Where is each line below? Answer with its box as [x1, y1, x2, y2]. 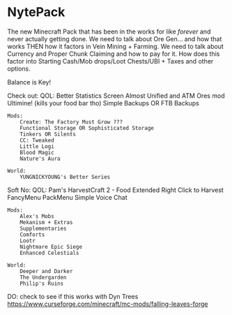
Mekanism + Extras [20, 219, 73, 226]
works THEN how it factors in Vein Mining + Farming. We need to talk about [7, 42, 224, 50]
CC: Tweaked [20, 137, 54, 144]
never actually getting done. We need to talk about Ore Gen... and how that [7, 34, 222, 43]
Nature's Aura [20, 155, 61, 162]
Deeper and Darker [20, 268, 73, 274]
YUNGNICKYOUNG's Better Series [20, 173, 111, 180]
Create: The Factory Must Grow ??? [20, 118, 123, 126]
